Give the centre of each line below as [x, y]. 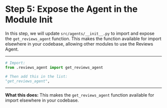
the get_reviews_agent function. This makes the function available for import [83, 39]
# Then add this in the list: [37, 76]
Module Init [29, 20]
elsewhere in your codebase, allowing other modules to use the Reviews [79, 44]
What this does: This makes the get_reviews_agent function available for [80, 95]
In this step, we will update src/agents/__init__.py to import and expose [80, 33]
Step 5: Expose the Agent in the [71, 9]
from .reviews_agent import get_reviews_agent [54, 67]
